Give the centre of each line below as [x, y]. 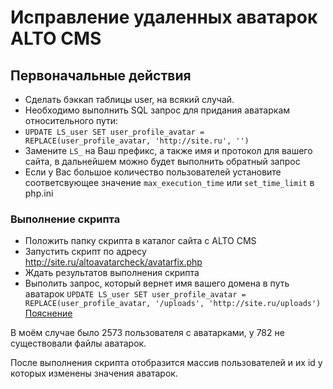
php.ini [39, 193]
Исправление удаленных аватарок [164, 17]
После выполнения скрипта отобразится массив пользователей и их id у [166, 363]
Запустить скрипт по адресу [85, 252]
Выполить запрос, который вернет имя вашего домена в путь [157, 283]
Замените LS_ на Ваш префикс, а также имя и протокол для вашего [168, 150]
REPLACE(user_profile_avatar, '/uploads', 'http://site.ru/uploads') [173, 304]
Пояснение [48, 313]
